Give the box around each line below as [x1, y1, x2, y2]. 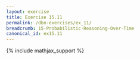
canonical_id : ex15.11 [6, 31, 63, 37]
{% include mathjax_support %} [6, 47, 85, 54]
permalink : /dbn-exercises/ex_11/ [6, 20, 92, 26]
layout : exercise [6, 8, 49, 15]
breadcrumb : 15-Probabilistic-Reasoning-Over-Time [6, 25, 135, 31]
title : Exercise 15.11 [6, 14, 63, 20]
